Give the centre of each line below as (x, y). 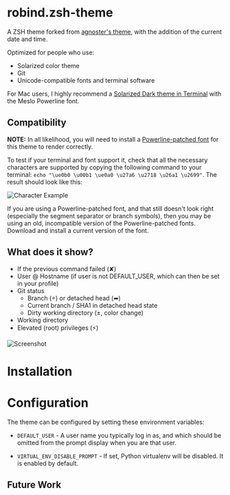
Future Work (34, 485)
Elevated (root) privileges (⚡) (58, 328)
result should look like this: (45, 182)
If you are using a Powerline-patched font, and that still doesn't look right (111, 209)
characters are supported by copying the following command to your (104, 167)
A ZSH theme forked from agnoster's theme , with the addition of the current (114, 32)
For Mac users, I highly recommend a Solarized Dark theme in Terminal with (114, 94)
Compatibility (37, 123)
